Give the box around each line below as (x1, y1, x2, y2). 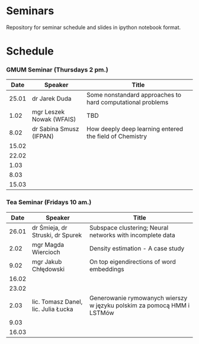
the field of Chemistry (86, 132, 147, 140)
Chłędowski (31, 265, 65, 273)
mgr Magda (31, 240, 64, 249)
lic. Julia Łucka (31, 305, 73, 313)
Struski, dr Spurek (31, 231, 82, 239)
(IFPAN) (31, 132, 54, 140)
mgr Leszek (31, 108, 65, 116)
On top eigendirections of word (89, 258, 176, 266)
